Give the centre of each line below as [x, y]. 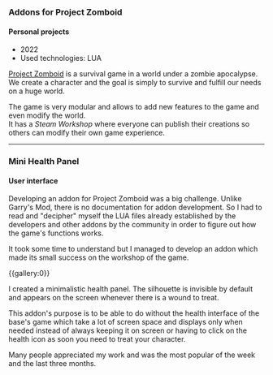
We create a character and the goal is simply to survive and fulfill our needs [135, 83]
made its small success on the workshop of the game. [99, 257]
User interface [33, 180]
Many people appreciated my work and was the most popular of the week [132, 355]
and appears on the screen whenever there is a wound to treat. [114, 298]
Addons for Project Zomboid [65, 12]
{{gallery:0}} [29, 274]
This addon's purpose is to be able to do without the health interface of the [134, 313]
